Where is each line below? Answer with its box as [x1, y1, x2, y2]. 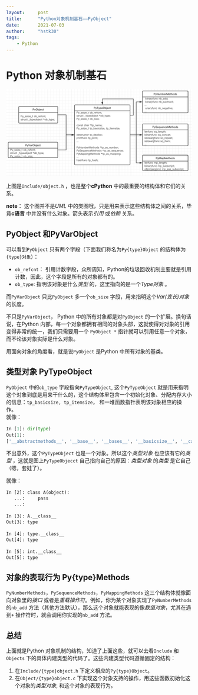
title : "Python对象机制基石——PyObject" [6, 15, 112, 22]
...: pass [14, 495, 49, 501]
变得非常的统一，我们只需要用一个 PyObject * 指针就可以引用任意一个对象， [6, 328, 190, 335]
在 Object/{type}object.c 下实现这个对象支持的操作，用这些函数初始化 [14, 675, 186, 682]
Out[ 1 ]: [6, 432, 25, 438]
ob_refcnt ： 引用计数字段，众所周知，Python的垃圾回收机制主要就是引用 [14, 266, 192, 273]
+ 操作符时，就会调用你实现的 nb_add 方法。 [11, 612, 115, 619]
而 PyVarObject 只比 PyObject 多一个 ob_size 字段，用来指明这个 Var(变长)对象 [6, 293, 190, 300]
